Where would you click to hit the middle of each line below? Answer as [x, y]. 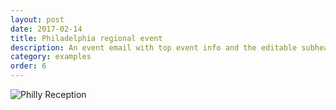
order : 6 [28, 66]
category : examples [51, 57]
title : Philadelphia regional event [86, 38]
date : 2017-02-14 [46, 29]
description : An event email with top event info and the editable [154, 47]
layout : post [37, 19]
